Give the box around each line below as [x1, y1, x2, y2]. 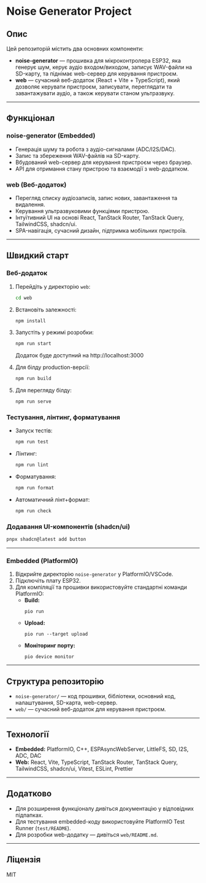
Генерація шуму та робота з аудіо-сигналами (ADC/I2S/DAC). [15, 146, 177, 153]
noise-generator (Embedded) [6, 131, 96, 140]
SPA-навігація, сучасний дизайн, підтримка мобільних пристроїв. [15, 227, 187, 234]
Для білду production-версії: [15, 364, 90, 371]
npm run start [15, 341, 51, 347]
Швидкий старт [6, 251, 69, 261]
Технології [6, 729, 49, 739]
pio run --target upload [24, 631, 88, 637]
